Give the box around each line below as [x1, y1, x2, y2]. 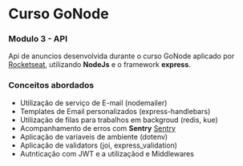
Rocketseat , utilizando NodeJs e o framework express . [8, 60, 191, 69]
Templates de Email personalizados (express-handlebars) [19, 106, 211, 116]
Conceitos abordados [8, 80, 95, 91]
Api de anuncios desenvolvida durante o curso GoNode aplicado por [8, 51, 235, 61]
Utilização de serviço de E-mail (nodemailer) [19, 97, 168, 108]
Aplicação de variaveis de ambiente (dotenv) [19, 132, 168, 141]
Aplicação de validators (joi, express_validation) [19, 140, 178, 150]
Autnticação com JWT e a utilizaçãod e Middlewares [19, 148, 195, 158]
